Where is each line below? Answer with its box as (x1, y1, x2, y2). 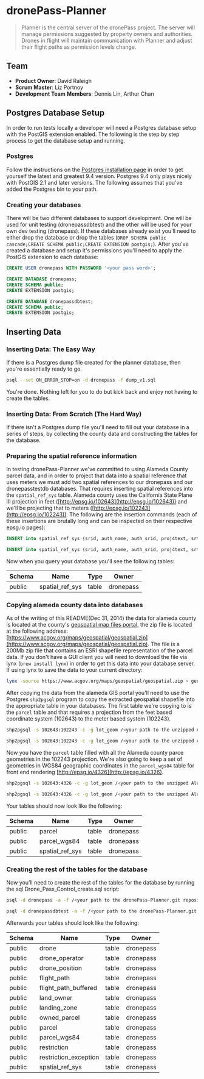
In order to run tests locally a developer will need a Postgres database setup (6, 124, 197, 131)
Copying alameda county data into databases (6, 601, 143, 610)
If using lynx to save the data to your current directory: (6, 666, 143, 674)
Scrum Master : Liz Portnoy (15, 84, 84, 91)
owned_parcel (39, 1013, 80, 1022)
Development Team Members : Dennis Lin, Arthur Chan (15, 90, 154, 98)
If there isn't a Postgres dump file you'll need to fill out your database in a (6, 424, 189, 431)
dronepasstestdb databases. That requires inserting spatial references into (6, 485, 193, 493)
